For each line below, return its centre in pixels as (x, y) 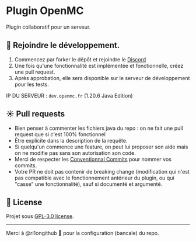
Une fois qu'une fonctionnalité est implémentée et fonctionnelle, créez (99, 65)
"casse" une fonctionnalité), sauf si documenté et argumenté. (88, 184)
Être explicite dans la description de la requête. (71, 140)
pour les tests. (32, 84)
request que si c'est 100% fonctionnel (60, 134)
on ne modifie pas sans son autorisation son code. (75, 153)
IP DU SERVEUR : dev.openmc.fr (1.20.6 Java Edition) (69, 95)
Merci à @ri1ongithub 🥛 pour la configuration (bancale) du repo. (83, 233)
